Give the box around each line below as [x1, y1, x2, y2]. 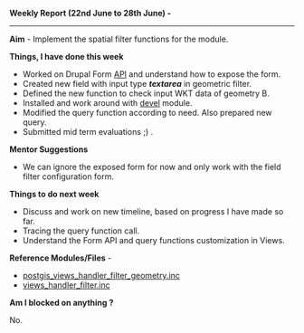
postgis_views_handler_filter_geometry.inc [22, 271, 181, 281]
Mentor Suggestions [9, 144, 89, 155]
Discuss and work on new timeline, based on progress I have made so [22, 206, 284, 216]
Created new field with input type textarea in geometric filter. [22, 79, 252, 89]
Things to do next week [9, 189, 100, 199]
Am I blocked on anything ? [9, 298, 114, 308]
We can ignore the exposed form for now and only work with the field [22, 162, 282, 172]
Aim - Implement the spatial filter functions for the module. [9, 33, 229, 44]
